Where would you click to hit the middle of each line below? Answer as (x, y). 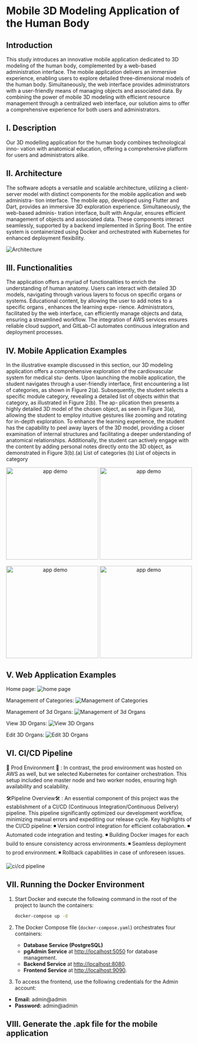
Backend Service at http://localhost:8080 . (75, 964)
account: (25, 988)
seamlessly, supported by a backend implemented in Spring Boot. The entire (99, 225)
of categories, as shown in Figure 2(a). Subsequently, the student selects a (97, 390)
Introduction (29, 45)
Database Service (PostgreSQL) (63, 945)
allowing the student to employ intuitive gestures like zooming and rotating (96, 415)
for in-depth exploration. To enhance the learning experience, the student (95, 422)
